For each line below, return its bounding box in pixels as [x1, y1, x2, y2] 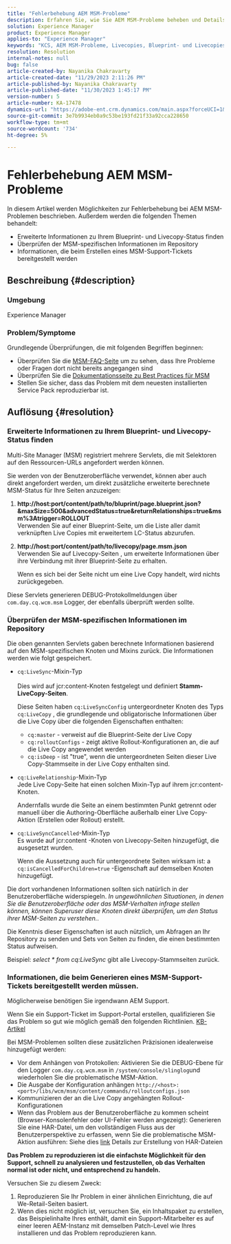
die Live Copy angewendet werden [27, 745, 126, 753]
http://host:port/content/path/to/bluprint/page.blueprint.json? [16, 500, 201, 508]
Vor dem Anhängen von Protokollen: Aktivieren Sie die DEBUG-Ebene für [16, 1059, 223, 1067]
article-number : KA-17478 [7, 100, 81, 107]
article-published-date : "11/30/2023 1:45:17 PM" [7, 87, 153, 94]
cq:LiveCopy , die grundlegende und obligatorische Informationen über [16, 710, 217, 718]
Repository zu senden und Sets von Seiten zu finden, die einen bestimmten [7, 935, 220, 943]
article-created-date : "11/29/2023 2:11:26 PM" [7, 74, 146, 81]
